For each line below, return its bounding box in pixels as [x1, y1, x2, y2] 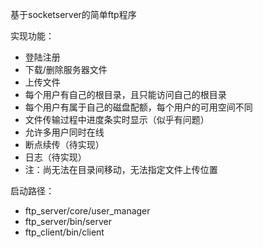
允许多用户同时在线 [24, 126, 105, 138]
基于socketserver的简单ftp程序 [10, 9, 137, 20]
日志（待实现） [24, 151, 87, 163]
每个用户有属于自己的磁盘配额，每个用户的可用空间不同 [24, 101, 253, 113]
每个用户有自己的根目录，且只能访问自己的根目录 [24, 89, 227, 100]
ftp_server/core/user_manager [24, 205, 151, 217]
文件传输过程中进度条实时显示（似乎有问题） [24, 114, 210, 125]
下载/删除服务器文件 [24, 64, 108, 75]
